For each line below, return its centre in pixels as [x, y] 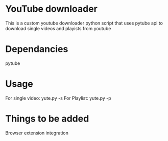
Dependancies [37, 49]
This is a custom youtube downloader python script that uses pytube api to [84, 23]
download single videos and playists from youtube [58, 28]
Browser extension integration [37, 133]
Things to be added [47, 119]
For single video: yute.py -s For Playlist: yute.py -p [58, 98]
